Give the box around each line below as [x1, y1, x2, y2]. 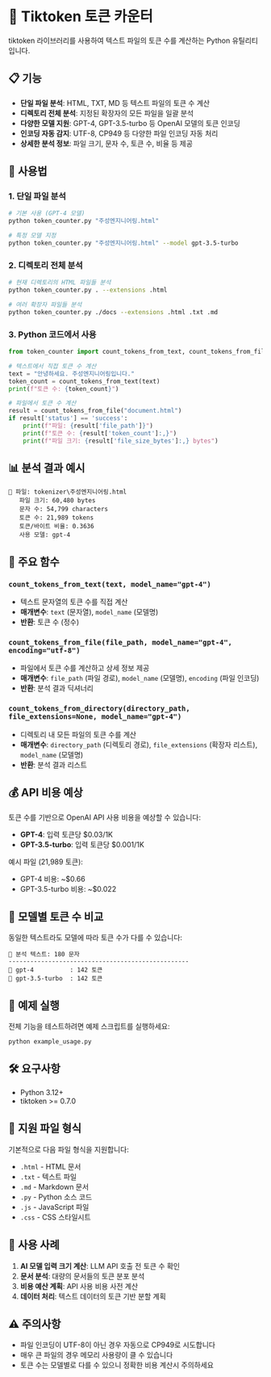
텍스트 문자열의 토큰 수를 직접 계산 [19, 597, 128, 607]
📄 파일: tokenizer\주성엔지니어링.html [8, 488, 127, 497]
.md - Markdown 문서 [19, 1182, 90, 1191]
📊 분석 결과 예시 [8, 461, 85, 475]
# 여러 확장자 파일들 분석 [8, 300, 82, 309]
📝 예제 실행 [8, 998, 60, 1012]
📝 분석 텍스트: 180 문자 [8, 951, 81, 959]
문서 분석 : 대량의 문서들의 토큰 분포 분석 [19, 1271, 145, 1281]
